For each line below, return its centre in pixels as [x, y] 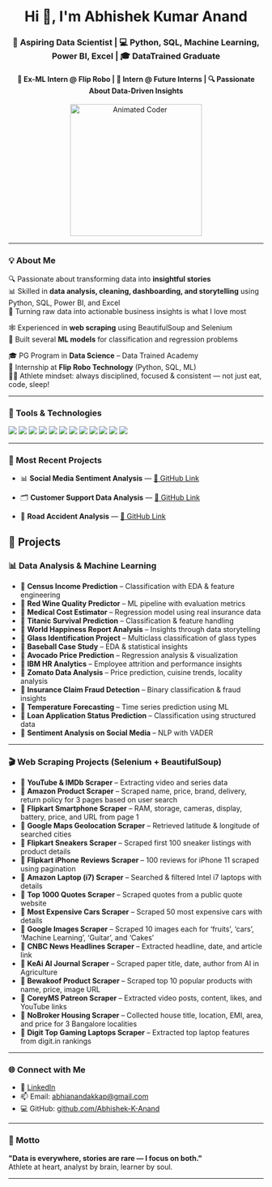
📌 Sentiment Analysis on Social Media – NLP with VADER [117, 733]
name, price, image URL [60, 990]
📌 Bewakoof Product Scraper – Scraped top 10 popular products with [136, 981]
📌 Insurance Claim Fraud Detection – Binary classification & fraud [130, 690]
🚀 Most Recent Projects [55, 460]
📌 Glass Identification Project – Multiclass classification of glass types [138, 638]
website [33, 903]
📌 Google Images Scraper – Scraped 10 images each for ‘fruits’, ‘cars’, [137, 929]
